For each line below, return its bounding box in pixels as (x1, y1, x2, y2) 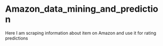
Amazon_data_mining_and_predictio (5, 3, 159, 15)
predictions (5, 35, 28, 41)
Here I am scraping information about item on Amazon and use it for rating (5, 30, 157, 36)
